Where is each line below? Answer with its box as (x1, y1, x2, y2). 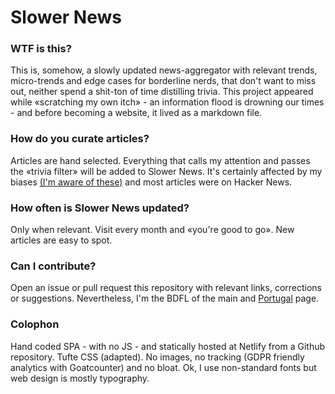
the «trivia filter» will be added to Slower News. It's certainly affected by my (10, 165, 323, 177)
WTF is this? (10, 42, 72, 56)
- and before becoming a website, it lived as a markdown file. (10, 107, 263, 119)
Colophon (10, 317, 60, 331)
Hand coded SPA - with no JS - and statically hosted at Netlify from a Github (10, 340, 326, 352)
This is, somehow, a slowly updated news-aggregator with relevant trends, (10, 64, 318, 76)
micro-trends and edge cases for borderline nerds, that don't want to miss (10, 75, 317, 87)
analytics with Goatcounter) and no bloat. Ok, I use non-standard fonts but (10, 361, 317, 373)
